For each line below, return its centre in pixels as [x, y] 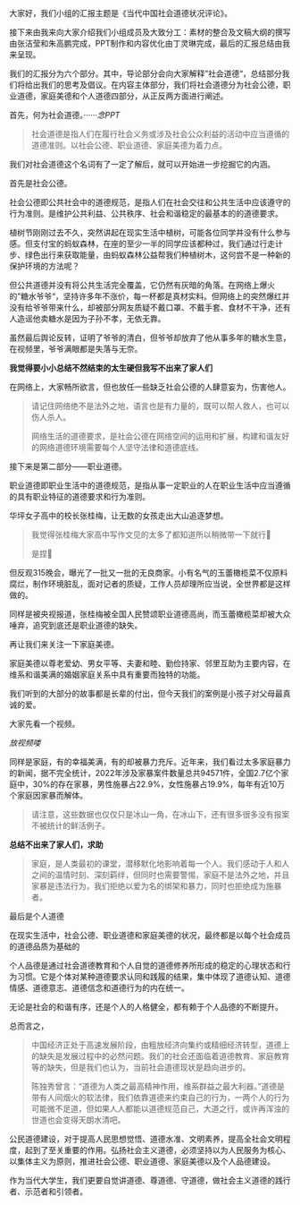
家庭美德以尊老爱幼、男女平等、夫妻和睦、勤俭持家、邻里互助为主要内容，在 [150, 663]
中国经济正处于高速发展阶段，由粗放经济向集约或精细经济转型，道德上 [160, 1045]
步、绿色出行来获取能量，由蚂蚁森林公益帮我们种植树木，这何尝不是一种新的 [150, 255]
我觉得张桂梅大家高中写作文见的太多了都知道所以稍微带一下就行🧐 [151, 534]
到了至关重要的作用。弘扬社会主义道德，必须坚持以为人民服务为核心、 [162, 1150]
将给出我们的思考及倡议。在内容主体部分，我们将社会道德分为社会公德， [150, 85]
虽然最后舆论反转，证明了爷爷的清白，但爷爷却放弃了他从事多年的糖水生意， [150, 338]
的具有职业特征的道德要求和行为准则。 [79, 496]
